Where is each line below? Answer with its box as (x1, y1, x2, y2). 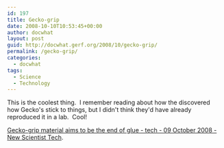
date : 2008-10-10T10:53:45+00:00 (7, 23, 103, 29)
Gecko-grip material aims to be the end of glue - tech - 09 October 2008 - (7, 126, 217, 134)
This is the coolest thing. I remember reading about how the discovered (7, 98, 210, 106)
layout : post (7, 35, 45, 42)
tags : (7, 67, 23, 74)
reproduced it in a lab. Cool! (7, 113, 88, 121)
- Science (13, 73, 41, 80)
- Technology (13, 80, 51, 87)
